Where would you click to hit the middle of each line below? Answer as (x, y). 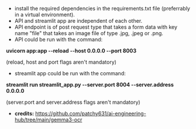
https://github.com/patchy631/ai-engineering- (90, 114)
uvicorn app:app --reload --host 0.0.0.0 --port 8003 (71, 51)
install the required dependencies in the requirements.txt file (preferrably (102, 8)
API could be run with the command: (59, 39)
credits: (24, 114)
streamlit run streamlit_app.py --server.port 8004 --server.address (90, 85)
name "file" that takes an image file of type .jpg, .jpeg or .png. (89, 33)
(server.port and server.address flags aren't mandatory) (73, 102)
